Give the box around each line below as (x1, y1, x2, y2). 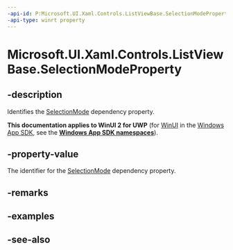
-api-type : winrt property (7, 17, 85, 24)
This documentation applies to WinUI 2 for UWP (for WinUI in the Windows (7, 121, 224, 129)
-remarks (7, 187, 49, 199)
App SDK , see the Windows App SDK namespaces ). (7, 128, 158, 136)
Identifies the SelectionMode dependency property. (7, 107, 155, 115)
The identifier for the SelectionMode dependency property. (7, 167, 176, 175)
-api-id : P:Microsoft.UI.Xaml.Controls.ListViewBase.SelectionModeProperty (7, 10, 231, 17)
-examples (7, 210, 55, 222)
